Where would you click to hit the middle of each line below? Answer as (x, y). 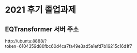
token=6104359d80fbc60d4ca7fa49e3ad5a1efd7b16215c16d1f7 (68, 46)
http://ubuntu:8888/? (26, 41)
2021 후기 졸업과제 (41, 10)
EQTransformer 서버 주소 (42, 29)
